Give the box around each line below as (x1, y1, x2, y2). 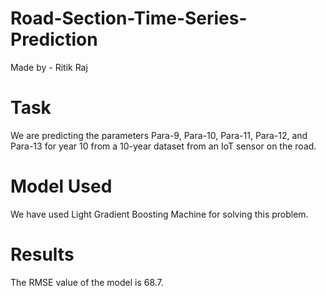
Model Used (10, 175, 113, 198)
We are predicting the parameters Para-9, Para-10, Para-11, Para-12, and (10, 129, 308, 141)
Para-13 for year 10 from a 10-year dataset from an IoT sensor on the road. (10, 140, 317, 152)
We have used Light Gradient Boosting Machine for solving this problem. (10, 208, 309, 220)
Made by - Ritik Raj (10, 61, 88, 73)
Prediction (10, 28, 98, 51)
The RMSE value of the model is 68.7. (10, 276, 164, 288)
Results (10, 243, 75, 266)
